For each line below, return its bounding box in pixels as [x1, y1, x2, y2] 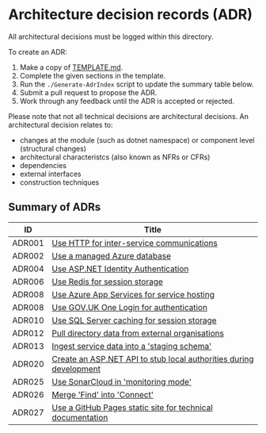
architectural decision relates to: [8, 120, 113, 129]
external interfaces [19, 169, 82, 178]
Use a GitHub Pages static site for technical [51, 402, 214, 413]
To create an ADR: [8, 47, 67, 56]
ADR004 [12, 263, 45, 274]
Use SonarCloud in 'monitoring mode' [51, 376, 192, 387]
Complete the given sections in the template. [19, 71, 166, 80]
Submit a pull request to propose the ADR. [19, 87, 158, 97]
